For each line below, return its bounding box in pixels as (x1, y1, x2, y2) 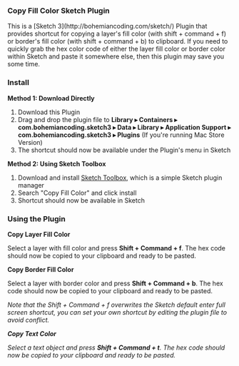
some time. (7, 60, 41, 68)
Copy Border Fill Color (7, 265, 74, 273)
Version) (17, 138, 43, 146)
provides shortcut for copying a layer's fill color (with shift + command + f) (7, 29, 227, 38)
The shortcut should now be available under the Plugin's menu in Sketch (17, 146, 231, 154)
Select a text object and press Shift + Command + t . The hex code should (7, 343, 225, 352)
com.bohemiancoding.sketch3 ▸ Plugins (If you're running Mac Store (17, 131, 225, 139)
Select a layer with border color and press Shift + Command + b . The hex (7, 279, 223, 288)
